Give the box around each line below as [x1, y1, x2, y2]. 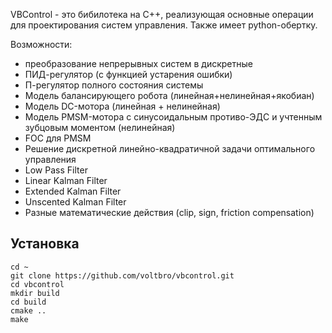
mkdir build [10, 288, 60, 298]
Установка [10, 235, 80, 253]
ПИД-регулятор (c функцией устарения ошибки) [24, 69, 233, 80]
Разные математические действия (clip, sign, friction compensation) [24, 207, 315, 218]
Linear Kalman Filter [24, 175, 108, 186]
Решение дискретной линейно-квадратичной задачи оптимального [24, 143, 316, 154]
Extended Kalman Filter [24, 185, 122, 197]
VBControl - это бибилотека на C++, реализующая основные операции [10, 9, 314, 20]
